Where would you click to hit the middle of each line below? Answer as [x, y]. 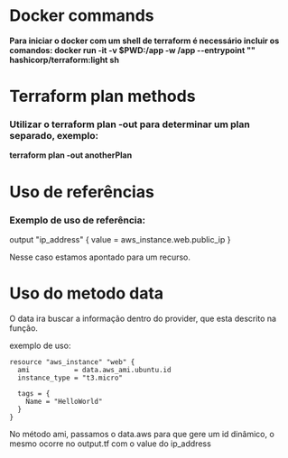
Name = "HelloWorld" [64, 401]
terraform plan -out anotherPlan [71, 155]
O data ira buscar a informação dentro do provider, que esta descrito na [143, 318]
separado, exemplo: [54, 136]
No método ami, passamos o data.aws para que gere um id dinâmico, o [142, 434]
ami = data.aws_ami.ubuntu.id [94, 370]
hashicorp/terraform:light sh [65, 60]
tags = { [34, 393]
